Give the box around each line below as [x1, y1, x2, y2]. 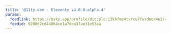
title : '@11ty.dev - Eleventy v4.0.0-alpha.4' [5, 7, 106, 12]
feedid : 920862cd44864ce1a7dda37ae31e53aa [10, 21, 101, 26]
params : [5, 12, 22, 17]
